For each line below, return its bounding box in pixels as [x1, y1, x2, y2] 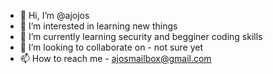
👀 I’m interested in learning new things [19, 20, 178, 32]
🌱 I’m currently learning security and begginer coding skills [19, 31, 263, 42]
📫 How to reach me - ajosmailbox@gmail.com [19, 53, 212, 64]
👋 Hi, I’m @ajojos [19, 10, 90, 21]
